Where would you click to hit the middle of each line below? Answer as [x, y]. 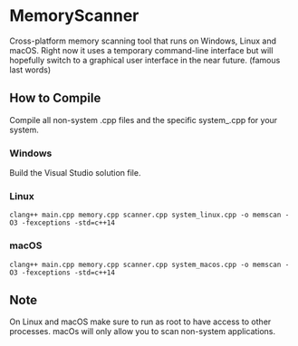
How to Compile [55, 98]
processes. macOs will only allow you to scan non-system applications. [143, 332]
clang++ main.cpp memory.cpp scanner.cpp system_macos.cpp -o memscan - [149, 264]
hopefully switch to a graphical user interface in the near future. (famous [145, 60]
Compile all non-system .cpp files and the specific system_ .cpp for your [144, 120]
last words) [30, 70]
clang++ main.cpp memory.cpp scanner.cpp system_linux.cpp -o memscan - [149, 215]
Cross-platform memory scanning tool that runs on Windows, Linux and [143, 41]
